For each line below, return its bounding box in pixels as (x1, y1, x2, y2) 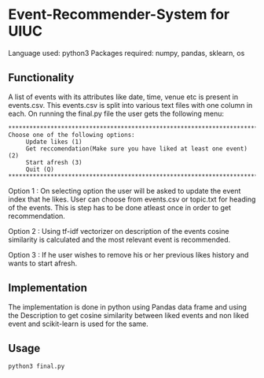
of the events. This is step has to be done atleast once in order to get (8, 202, 232, 212)
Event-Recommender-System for (8, 6, 230, 24)
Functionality (8, 71, 75, 84)
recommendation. (8, 211, 65, 220)
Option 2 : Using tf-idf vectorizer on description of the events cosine (8, 226, 229, 235)
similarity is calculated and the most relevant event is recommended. (8, 235, 231, 244)
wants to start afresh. (8, 258, 77, 268)
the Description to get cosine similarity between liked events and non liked (8, 310, 249, 320)
